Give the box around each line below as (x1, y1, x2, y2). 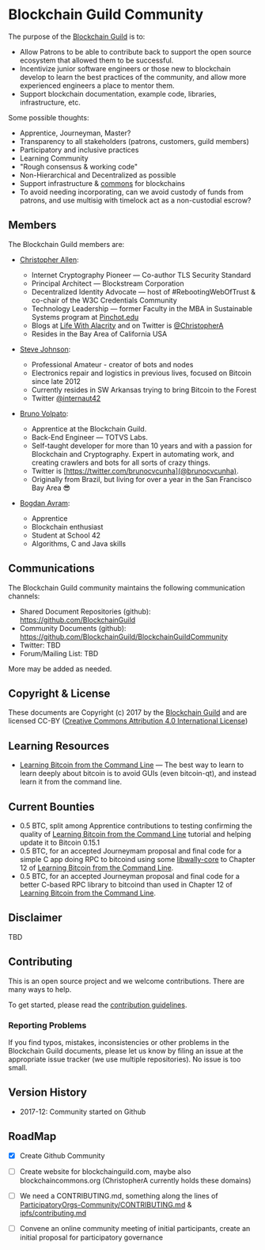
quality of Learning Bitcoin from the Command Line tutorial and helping (19, 830, 252, 838)
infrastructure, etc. (19, 97, 81, 107)
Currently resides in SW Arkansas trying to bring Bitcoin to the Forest (31, 385, 257, 394)
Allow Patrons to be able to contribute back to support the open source (19, 47, 252, 56)
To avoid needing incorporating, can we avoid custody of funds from (19, 187, 244, 196)
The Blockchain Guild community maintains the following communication (8, 583, 245, 592)
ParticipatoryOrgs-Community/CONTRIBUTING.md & (19, 1199, 192, 1209)
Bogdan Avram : (19, 498, 70, 507)
